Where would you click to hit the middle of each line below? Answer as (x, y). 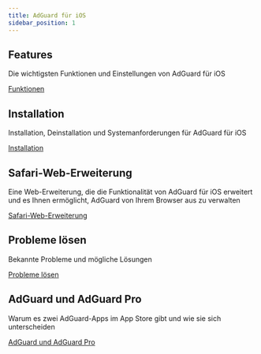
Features (30, 55)
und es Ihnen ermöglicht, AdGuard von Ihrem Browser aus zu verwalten (124, 200)
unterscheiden (32, 326)
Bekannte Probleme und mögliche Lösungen (80, 259)
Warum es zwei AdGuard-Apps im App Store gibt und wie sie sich (115, 318)
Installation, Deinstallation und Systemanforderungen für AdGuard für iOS (127, 133)
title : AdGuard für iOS (47, 15)
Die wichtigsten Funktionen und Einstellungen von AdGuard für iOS (117, 74)
